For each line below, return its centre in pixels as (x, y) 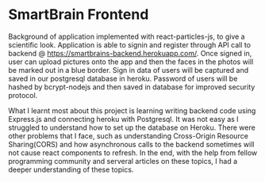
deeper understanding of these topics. (71, 169)
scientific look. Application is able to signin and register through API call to (130, 44)
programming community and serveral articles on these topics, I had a (123, 161)
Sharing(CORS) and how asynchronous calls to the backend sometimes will (131, 144)
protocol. (23, 95)
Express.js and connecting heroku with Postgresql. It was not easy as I (124, 119)
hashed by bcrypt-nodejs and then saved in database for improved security (132, 87)
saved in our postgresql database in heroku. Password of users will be (123, 78)
